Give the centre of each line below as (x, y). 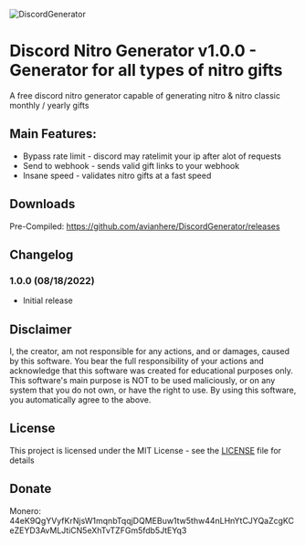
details (22, 460)
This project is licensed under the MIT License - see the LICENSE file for (145, 450)
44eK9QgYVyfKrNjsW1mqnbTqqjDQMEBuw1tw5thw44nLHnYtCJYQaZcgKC (152, 520)
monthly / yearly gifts (49, 105)
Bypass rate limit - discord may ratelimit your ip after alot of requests (152, 156)
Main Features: (53, 134)
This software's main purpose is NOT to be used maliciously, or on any (142, 381)
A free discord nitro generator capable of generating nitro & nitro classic (145, 95)
